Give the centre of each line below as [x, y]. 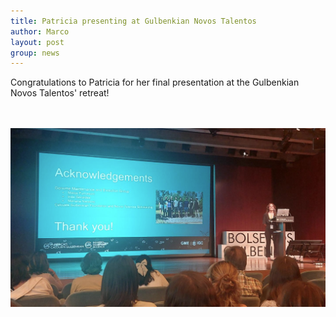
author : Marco [40, 31]
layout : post [37, 42]
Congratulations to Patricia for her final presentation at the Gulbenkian [155, 82]
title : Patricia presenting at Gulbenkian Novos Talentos [133, 21]
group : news [35, 53]
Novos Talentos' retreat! [60, 93]
